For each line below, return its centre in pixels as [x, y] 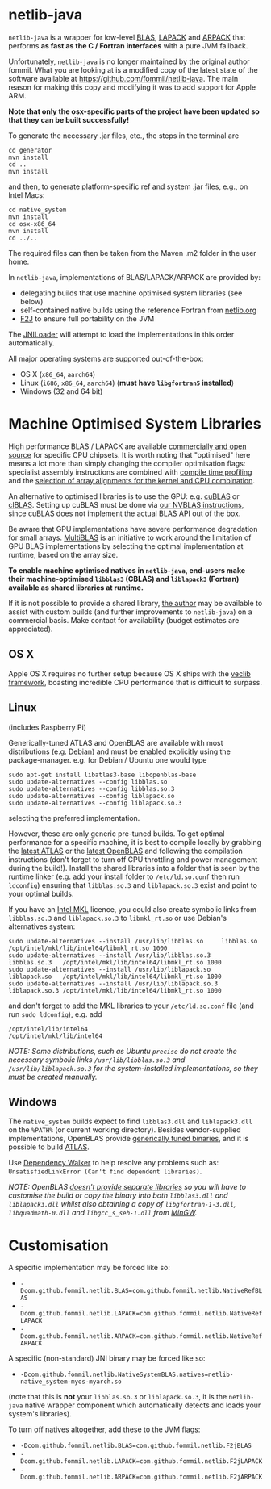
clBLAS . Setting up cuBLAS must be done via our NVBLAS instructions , [126, 504]
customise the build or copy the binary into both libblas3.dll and [118, 1195]
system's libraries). [40, 1414]
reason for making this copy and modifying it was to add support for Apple [132, 87]
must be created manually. [53, 1077]
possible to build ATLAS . [49, 1147]
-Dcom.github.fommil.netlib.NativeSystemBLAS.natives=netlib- [127, 1375]
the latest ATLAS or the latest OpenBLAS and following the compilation [126, 851]
